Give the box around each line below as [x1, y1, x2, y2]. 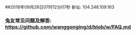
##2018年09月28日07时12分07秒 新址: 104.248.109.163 [5, 4, 115, 10]
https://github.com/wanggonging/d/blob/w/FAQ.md [5, 23, 131, 30]
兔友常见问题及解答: [5, 17, 52, 24]
